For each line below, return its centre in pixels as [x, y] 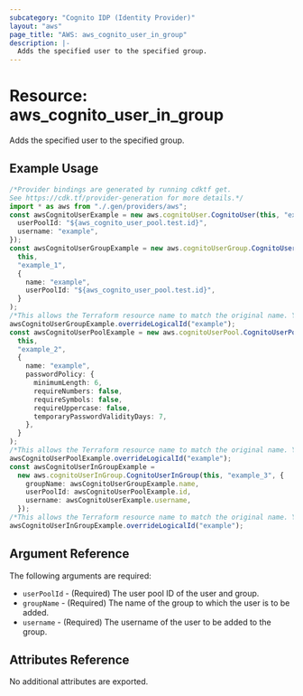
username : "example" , [58, 231]
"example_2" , [42, 349]
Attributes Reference [69, 659]
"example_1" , [42, 265]
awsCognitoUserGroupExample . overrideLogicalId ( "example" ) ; [123, 324]
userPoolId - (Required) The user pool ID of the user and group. [141, 593]
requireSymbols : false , [78, 400]
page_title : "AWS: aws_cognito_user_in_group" [98, 34]
